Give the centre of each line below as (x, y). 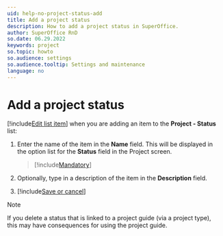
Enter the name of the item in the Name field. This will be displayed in (115, 144)
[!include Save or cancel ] (51, 191)
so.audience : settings (39, 58)
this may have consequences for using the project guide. (87, 225)
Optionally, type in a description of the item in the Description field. (112, 178)
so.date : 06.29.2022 (37, 39)
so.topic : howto (30, 52)
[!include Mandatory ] (63, 165)
